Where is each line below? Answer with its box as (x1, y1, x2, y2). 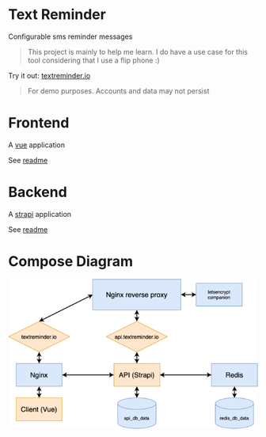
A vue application (8, 140, 66, 150)
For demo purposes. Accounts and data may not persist (27, 85, 210, 96)
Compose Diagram (8, 253, 133, 270)
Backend (8, 184, 67, 201)
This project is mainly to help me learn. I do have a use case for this (27, 47, 248, 56)
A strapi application (8, 209, 72, 218)
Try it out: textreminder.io (8, 70, 91, 80)
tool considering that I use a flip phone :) (27, 55, 160, 65)
